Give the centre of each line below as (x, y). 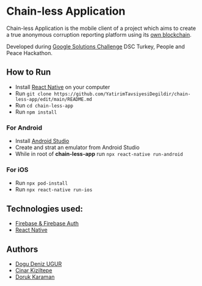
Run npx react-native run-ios (54, 189)
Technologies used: (45, 209)
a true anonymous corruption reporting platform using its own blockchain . (99, 34)
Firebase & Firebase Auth (47, 224)
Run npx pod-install (41, 183)
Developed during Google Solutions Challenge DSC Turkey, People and (96, 46)
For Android (24, 128)
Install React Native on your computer (63, 87)
